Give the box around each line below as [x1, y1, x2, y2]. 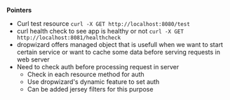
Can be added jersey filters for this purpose [27, 85, 154, 93]
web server [16, 55, 50, 64]
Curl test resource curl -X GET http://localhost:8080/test [16, 20, 191, 27]
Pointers [6, 6, 32, 14]
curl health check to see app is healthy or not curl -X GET [16, 27, 184, 35]
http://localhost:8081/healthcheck [16, 34, 121, 41]
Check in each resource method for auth [27, 70, 144, 78]
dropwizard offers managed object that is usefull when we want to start [16, 41, 224, 48]
